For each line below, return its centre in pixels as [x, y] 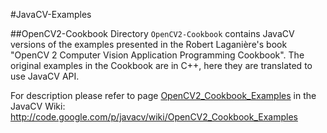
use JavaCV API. [45, 76]
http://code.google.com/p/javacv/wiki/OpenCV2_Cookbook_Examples [154, 117]
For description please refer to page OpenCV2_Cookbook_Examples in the [163, 95]
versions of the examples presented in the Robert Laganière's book [149, 44]
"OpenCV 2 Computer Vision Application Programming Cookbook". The [157, 55]
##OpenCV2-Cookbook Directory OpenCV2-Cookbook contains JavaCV [152, 33]
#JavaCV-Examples [51, 14]
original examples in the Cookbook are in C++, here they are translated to [161, 65]
